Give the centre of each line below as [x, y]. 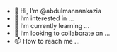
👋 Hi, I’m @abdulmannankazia [57, 11]
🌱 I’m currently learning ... [52, 26]
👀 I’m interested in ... [44, 18]
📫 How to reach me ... [47, 41]
